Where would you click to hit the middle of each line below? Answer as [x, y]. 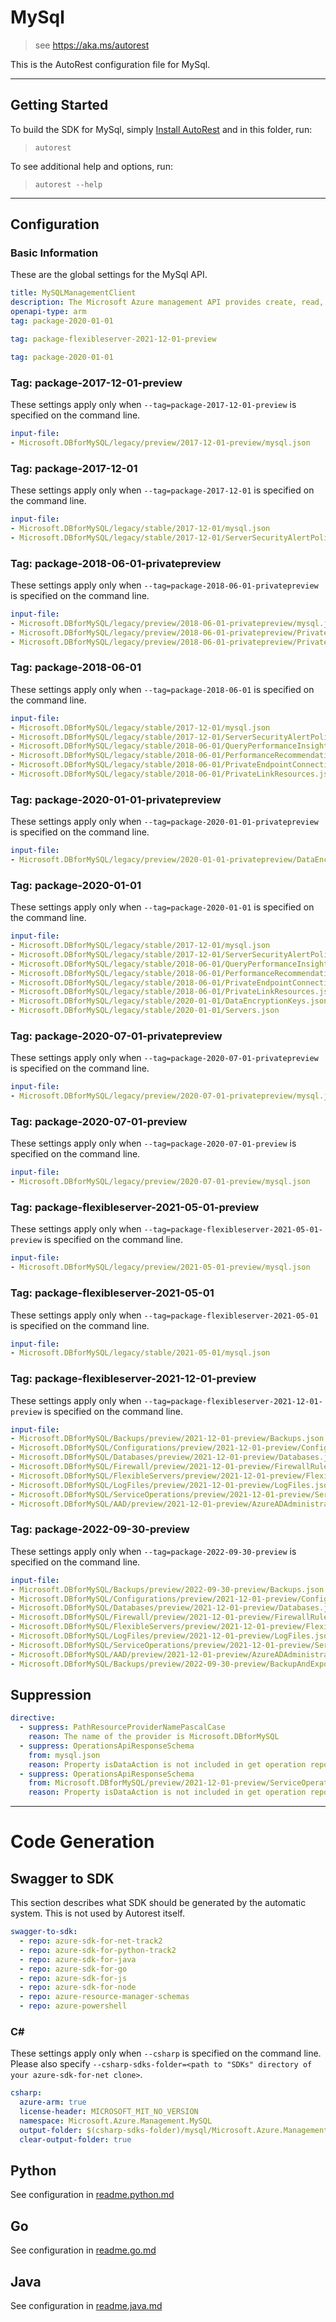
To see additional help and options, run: [91, 166]
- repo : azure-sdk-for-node [78, 1987]
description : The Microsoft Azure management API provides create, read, [167, 302]
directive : [33, 1718]
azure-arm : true [53, 2102]
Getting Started [59, 105]
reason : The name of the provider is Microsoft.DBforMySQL [154, 1737]
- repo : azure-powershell [73, 2006]
